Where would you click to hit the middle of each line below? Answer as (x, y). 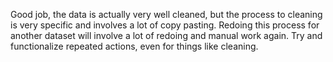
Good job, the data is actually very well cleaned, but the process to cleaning (166, 14)
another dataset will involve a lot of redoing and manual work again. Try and (166, 35)
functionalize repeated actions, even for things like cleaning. (134, 46)
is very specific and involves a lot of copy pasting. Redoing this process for (165, 25)
